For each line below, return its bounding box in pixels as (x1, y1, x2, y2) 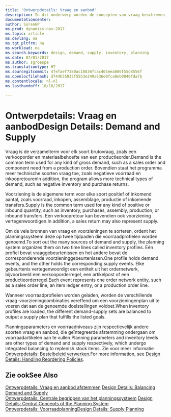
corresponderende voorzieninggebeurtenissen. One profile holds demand (5, 255, 159, 261)
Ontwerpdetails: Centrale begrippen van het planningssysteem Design (5, 395, 153, 401)
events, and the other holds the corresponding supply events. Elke (5, 260, 145, 266)
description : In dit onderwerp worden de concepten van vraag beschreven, (5, 12, 167, 17)
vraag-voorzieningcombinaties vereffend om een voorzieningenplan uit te (5, 297, 160, 304)
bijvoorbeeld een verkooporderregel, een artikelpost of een (5, 271, 130, 277)
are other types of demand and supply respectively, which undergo (5, 340, 147, 346)
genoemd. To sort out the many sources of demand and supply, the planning (5, 238, 164, 245)
